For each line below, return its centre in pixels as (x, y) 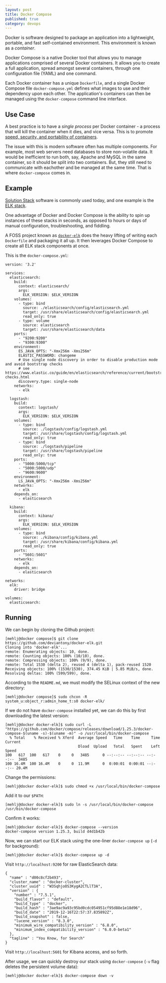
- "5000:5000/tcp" (37, 464)
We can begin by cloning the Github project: (50, 629)
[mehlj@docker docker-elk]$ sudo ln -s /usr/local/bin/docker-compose (79, 804)
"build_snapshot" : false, (42, 917)
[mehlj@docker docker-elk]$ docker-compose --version (62, 827)
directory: (15, 688)
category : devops (23, 24)
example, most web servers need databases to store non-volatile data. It (79, 152)
